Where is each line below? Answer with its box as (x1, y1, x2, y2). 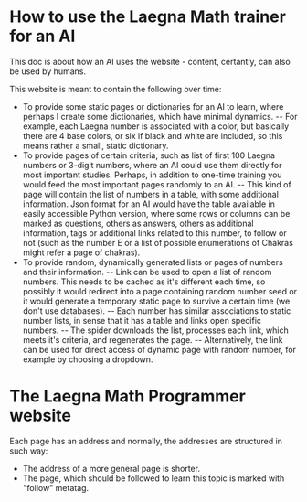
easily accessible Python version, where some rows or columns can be (22, 208, 291, 219)
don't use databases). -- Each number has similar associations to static (22, 304, 291, 316)
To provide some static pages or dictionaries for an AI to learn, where (22, 101, 284, 112)
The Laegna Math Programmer (9, 386, 247, 407)
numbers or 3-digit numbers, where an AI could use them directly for (22, 159, 282, 170)
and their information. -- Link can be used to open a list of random (22, 266, 272, 277)
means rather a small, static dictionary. (22, 140, 169, 151)
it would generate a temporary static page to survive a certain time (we (22, 295, 291, 306)
